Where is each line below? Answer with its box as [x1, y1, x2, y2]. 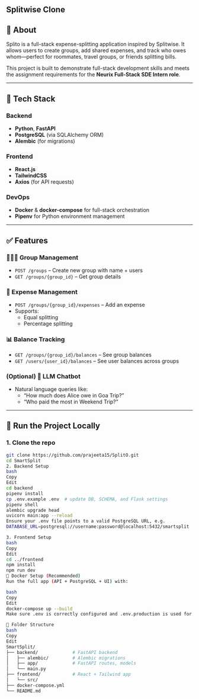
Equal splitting [23, 314, 59, 321]
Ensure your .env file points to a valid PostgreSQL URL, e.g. [6, 518, 166, 524]
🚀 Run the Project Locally [6, 421, 101, 431]
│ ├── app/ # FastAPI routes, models [6, 660, 136, 666]
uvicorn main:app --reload [6, 512, 73, 519]
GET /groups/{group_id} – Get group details [14, 273, 121, 280]
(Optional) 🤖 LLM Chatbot [6, 372, 81, 380]
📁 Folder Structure [6, 622, 54, 628]
